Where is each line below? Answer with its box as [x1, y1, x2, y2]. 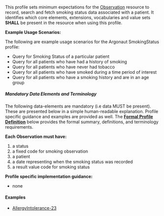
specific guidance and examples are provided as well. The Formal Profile [5, 113, 153, 119]
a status [12, 143, 28, 149]
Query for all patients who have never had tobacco [12, 64, 115, 70]
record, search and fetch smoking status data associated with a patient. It [5, 9, 154, 15]
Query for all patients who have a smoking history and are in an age [12, 75, 149, 80]
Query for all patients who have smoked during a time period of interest [12, 69, 157, 75]
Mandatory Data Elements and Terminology [5, 91, 97, 97]
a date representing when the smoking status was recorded [12, 159, 133, 164]
